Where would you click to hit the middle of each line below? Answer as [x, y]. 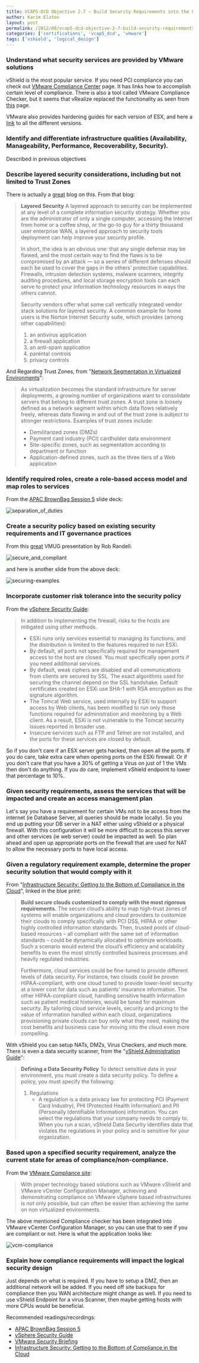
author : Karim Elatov [33, 17]
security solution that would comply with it [69, 872]
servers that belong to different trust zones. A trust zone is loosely [101, 402]
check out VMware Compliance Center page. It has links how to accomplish [99, 86]
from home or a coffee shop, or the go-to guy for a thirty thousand [102, 225]
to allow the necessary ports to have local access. [67, 849]
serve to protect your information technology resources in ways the [103, 286]
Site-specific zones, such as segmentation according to [97, 444]
